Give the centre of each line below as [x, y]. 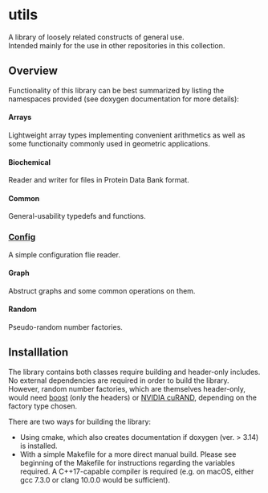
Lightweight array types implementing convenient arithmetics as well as [127, 135]
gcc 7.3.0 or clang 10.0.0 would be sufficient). [95, 479]
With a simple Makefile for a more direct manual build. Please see [128, 454]
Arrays [20, 117]
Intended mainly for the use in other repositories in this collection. [117, 45]
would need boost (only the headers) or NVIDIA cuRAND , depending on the [133, 397]
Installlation [39, 353]
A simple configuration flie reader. [64, 254]
